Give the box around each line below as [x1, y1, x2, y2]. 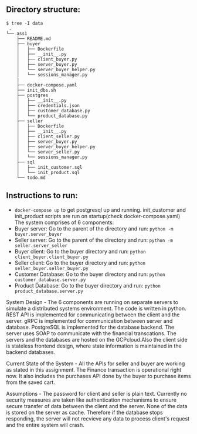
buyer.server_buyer [14, 231, 63, 237]
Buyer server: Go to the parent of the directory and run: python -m [14, 225, 174, 232]
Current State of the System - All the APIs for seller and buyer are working [6, 360, 185, 367]
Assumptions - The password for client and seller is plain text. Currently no [6, 390, 188, 397]
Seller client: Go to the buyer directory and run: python [14, 259, 145, 266]
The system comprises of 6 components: [14, 219, 114, 226]
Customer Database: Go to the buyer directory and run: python [14, 271, 165, 278]
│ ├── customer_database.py [16, 108, 91, 113]
